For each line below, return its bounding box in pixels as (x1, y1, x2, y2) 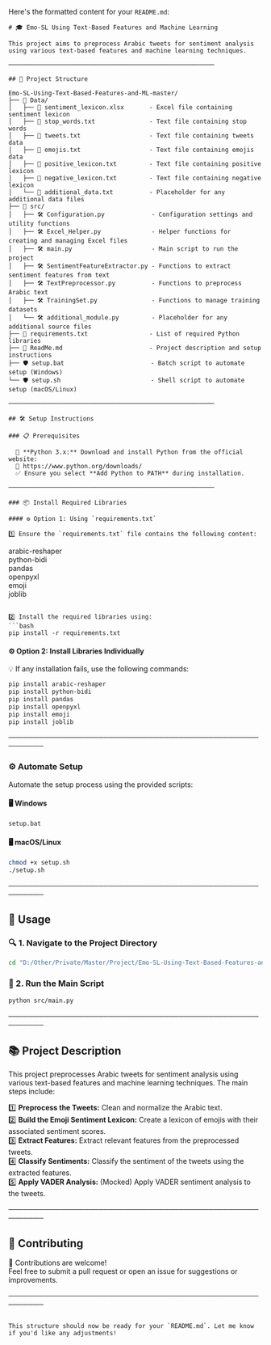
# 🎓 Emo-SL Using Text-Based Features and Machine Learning (8, 23, 219, 32)
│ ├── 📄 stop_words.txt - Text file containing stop (8, 117, 248, 125)
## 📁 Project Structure (8, 75, 89, 83)
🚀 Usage (8, 913, 51, 927)
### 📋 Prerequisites (8, 432, 81, 440)
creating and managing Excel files (8, 237, 128, 245)
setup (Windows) (8, 368, 63, 376)
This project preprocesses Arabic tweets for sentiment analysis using (8, 1069, 239, 1079)
